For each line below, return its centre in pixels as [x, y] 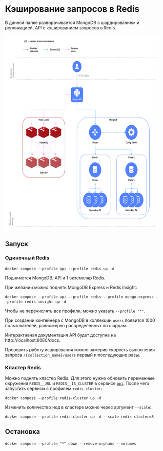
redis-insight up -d [46, 302]
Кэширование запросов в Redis [72, 9]
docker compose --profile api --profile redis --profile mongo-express [79, 297]
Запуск [17, 244]
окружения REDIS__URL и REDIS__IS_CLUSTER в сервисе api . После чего [77, 383]
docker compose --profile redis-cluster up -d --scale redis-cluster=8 [79, 417]
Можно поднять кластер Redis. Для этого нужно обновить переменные [80, 378]
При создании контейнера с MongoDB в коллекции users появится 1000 [80, 320]
